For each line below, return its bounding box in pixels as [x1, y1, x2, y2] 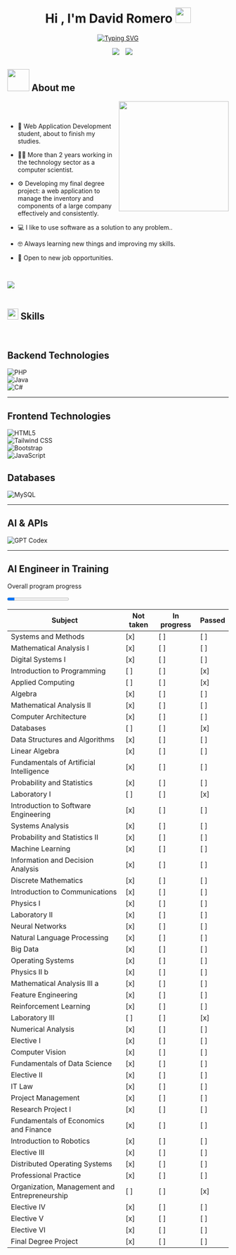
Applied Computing [11, 677, 75, 687]
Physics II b [11, 967, 49, 977]
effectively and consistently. [17, 208, 100, 218]
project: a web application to [17, 187, 100, 195]
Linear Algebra [11, 746, 60, 756]
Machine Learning [11, 844, 71, 854]
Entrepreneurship [11, 1190, 69, 1200]
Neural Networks [11, 921, 67, 931]
